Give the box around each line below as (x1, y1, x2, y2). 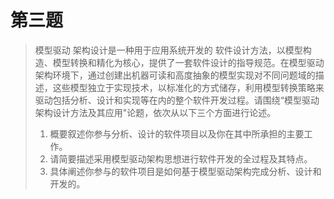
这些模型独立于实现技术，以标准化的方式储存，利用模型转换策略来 (52, 81, 325, 93)
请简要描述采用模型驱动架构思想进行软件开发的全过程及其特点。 (49, 152, 313, 165)
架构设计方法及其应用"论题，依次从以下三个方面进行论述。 (34, 106, 277, 118)
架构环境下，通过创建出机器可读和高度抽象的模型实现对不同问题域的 (34, 69, 316, 81)
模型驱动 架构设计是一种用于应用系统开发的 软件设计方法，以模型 (34, 44, 303, 56)
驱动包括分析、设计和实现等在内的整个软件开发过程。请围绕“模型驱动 (34, 94, 320, 106)
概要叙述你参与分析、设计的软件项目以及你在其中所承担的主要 (49, 127, 305, 140)
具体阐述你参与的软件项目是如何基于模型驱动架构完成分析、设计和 (49, 165, 322, 177)
